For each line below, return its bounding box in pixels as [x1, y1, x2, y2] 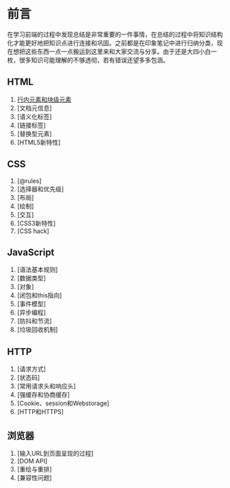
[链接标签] [16, 121, 47, 129]
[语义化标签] [16, 112, 53, 121]
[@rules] [16, 176, 42, 185]
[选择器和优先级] [16, 184, 64, 193]
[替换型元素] [16, 130, 53, 138]
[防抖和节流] [16, 317, 53, 326]
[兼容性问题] [16, 474, 53, 482]
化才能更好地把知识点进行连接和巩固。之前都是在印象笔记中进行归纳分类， [7, 38, 217, 47]
